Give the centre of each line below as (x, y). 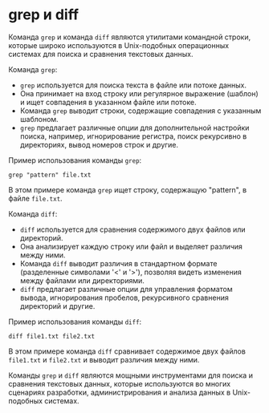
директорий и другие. (57, 306)
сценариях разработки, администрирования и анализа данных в (120, 392)
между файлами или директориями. (82, 280)
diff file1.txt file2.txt (51, 336)
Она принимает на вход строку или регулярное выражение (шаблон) (139, 93)
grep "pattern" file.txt (50, 175)
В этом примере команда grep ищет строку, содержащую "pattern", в (128, 189)
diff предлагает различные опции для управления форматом (126, 289)
